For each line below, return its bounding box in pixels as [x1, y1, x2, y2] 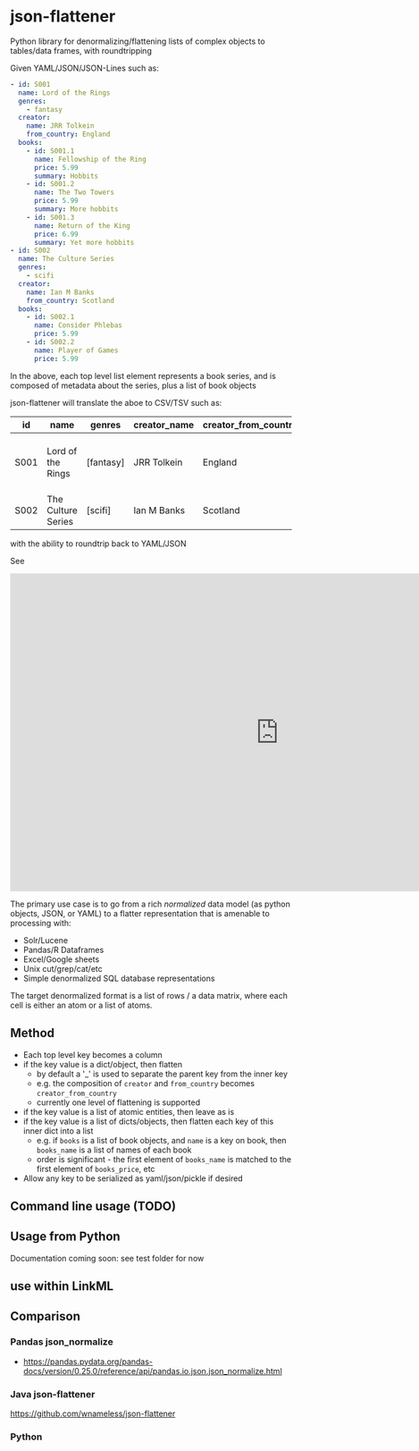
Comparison [10, 1309, 81, 1324]
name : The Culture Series [18, 255, 115, 264]
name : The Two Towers [33, 188, 115, 198]
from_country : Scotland [26, 296, 115, 305]
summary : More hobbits [33, 205, 119, 214]
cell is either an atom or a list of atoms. [10, 1000, 153, 1010]
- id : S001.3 [26, 213, 75, 222]
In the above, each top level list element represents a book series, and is [10, 370, 276, 381]
